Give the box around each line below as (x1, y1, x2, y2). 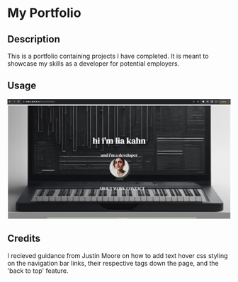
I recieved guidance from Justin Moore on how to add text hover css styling (7, 251, 228, 259)
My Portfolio (7, 5, 81, 21)
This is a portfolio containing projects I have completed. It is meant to (7, 52, 209, 60)
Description (7, 33, 60, 45)
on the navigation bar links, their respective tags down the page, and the (7, 259, 219, 267)
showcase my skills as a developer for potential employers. (7, 59, 180, 68)
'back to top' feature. (7, 266, 69, 275)
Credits (7, 233, 41, 245)
